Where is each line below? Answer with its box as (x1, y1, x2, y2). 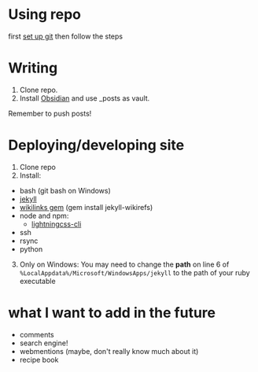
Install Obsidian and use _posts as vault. (19, 93, 150, 103)
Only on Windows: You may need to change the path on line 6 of (19, 260, 230, 269)
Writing (8, 59, 58, 77)
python (19, 244, 43, 253)
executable (19, 276, 57, 285)
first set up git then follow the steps (8, 31, 123, 41)
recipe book (19, 355, 59, 364)
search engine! (19, 338, 68, 348)
